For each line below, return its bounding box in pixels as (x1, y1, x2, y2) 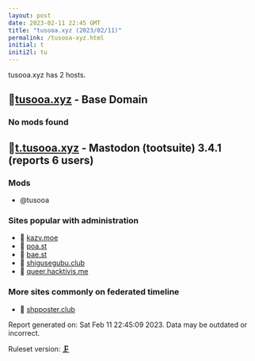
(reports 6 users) (8, 154, 94, 167)
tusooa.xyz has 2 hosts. (8, 70, 86, 79)
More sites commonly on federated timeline (8, 287, 180, 298)
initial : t (8, 41, 44, 49)
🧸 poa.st (19, 241, 48, 251)
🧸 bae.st (19, 250, 48, 260)
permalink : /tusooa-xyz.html (8, 33, 105, 42)
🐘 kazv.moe (19, 233, 59, 242)
